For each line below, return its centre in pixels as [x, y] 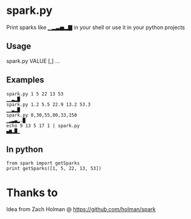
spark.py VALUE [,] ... [33, 60]
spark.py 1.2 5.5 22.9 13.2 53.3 [49, 104]
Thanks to [32, 193]
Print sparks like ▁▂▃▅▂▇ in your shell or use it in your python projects [95, 27]
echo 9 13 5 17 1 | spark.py [43, 126]
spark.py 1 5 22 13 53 [35, 94]
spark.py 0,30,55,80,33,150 [42, 115]
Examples [25, 80]
